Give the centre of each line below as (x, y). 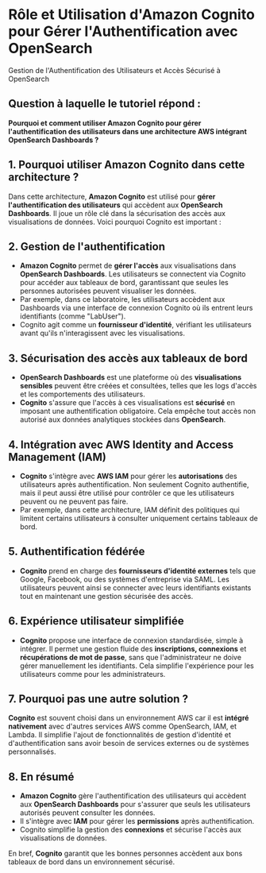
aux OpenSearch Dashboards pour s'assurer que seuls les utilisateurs (135, 805)
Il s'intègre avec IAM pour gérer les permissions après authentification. (137, 821)
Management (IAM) (58, 457)
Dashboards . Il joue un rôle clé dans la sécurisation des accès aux (117, 213)
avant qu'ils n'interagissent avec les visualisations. (102, 333)
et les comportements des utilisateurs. (82, 394)
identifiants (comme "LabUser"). (73, 316)
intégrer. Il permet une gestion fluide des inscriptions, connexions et (133, 648)
